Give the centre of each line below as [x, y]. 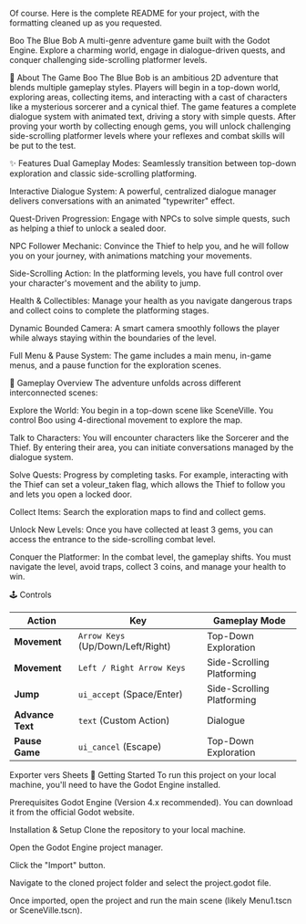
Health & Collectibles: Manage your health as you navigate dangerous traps [151, 301]
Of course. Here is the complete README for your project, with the [134, 13]
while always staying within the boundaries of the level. [113, 338]
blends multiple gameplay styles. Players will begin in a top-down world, [145, 87]
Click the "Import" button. [58, 865]
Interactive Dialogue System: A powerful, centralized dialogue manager [143, 191]
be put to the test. [43, 146]
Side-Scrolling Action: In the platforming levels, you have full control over [147, 273]
